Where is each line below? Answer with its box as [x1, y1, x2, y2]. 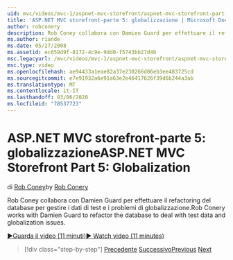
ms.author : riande [7, 36, 60, 43]
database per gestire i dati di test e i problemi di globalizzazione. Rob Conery [7, 203, 225, 211]
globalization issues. [7, 218, 66, 226]
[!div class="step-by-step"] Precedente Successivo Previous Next [24, 245, 212, 253]
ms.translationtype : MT [7, 81, 76, 88]
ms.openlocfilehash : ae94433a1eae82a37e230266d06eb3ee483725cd [7, 68, 194, 75]
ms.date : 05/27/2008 [7, 42, 67, 49]
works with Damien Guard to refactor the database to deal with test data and [7, 211, 226, 219]
